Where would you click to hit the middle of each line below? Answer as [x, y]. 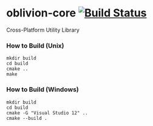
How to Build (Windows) [42, 89]
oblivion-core [41, 13]
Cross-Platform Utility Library [43, 30]
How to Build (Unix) [36, 46]
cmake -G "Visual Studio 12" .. [47, 113]
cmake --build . [27, 118]
